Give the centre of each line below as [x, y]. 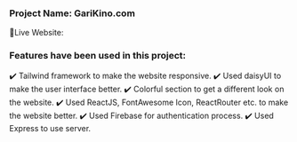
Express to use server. [50, 128]
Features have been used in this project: [98, 56]
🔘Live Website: [36, 33]
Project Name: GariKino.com [72, 13]
